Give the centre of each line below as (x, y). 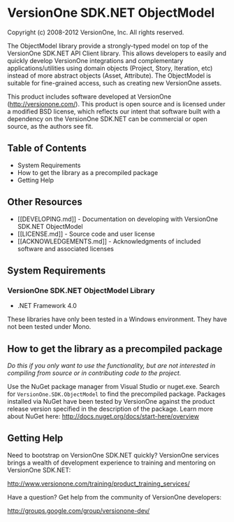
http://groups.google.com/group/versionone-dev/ (79, 510)
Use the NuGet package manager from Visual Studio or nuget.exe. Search (114, 387)
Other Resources (45, 202)
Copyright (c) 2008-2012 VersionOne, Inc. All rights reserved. (96, 32)
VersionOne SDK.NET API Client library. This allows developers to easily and (117, 53)
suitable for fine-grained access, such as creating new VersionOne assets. (115, 83)
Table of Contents (47, 148)
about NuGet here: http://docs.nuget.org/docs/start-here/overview (103, 416)
